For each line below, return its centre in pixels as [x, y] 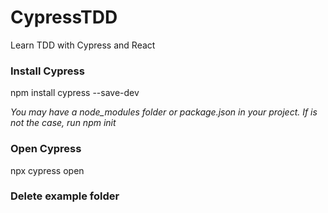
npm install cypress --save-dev [75, 93]
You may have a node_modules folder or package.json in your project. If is [164, 112]
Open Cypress [46, 149]
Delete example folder [65, 196]
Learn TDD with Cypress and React [83, 45]
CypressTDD [64, 17]
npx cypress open [47, 170]
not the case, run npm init [63, 123]
